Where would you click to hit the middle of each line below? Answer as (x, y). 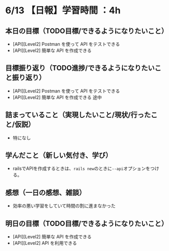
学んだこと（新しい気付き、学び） (59, 155)
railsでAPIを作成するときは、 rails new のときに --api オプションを (81, 168)
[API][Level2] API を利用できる (45, 243)
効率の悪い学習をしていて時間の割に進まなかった (64, 206)
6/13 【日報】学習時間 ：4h (63, 10)
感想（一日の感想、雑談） (45, 193)
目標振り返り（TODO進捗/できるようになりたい (80, 68)
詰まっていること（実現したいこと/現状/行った (78, 115)
